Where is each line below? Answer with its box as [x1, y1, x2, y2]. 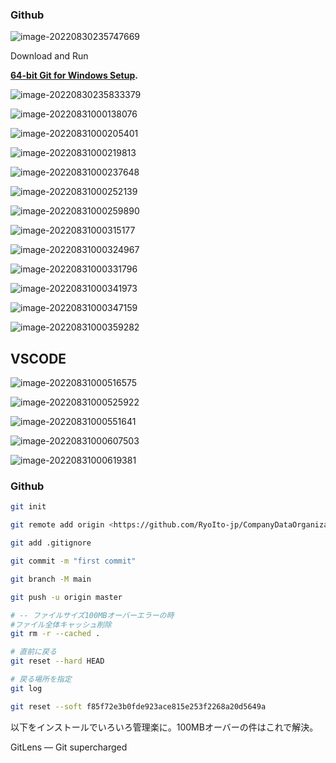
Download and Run [10, 50, 89, 62]
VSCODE [10, 350, 67, 367]
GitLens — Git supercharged [10, 741, 128, 753]
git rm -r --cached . [10, 629, 101, 639]
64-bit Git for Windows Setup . [10, 69, 138, 82]
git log [10, 683, 43, 693]
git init [10, 502, 47, 512]
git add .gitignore [10, 538, 92, 548]
